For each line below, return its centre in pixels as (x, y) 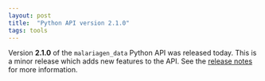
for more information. (43, 70)
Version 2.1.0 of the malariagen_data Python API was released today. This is (132, 53)
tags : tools (28, 30)
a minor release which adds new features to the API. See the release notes (131, 61)
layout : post (30, 15)
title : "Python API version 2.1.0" (69, 23)
